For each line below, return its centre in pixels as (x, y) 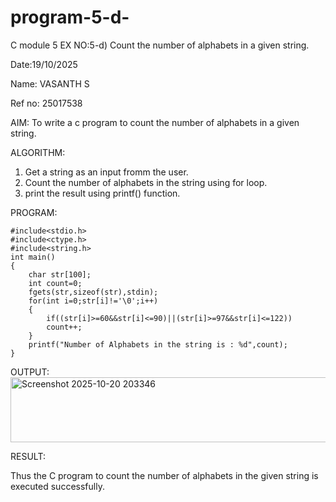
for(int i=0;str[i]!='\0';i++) (93, 301)
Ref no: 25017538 (46, 103)
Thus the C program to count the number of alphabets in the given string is (164, 475)
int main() (33, 257)
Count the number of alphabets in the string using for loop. (146, 182)
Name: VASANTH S (50, 83)
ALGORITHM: (38, 152)
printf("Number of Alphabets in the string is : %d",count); (158, 344)
